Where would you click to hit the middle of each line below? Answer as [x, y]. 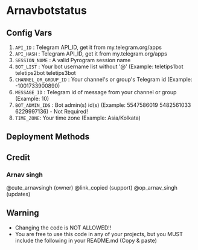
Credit [18, 157]
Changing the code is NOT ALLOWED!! [63, 228]
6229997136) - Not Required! [52, 111]
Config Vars [29, 33]
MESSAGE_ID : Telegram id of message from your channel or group [96, 92]
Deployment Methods [48, 137]
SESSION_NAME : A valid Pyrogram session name [73, 60]
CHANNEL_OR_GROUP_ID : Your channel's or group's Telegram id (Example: [104, 79]
